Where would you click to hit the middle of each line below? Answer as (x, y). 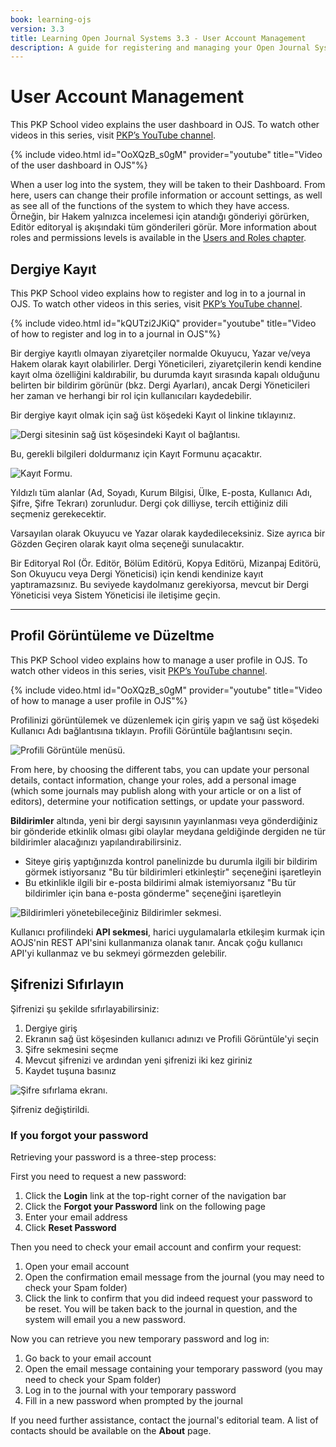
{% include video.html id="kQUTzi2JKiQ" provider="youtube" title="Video (163, 323)
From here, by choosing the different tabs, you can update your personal (160, 769)
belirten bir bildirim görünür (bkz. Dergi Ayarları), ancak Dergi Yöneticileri (160, 385)
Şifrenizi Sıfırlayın (67, 984)
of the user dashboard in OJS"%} (79, 165)
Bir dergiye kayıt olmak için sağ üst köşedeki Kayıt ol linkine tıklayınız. (153, 415)
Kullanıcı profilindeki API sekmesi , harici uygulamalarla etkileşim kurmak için (167, 932)
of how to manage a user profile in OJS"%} (99, 700)
